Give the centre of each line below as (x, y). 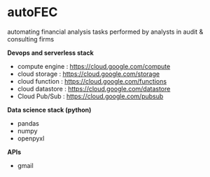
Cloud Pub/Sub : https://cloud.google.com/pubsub (90, 96)
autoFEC (33, 12)
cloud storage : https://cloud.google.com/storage (88, 74)
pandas (28, 123)
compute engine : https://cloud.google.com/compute (94, 66)
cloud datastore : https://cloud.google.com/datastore (94, 88)
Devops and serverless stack (51, 53)
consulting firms (31, 39)
